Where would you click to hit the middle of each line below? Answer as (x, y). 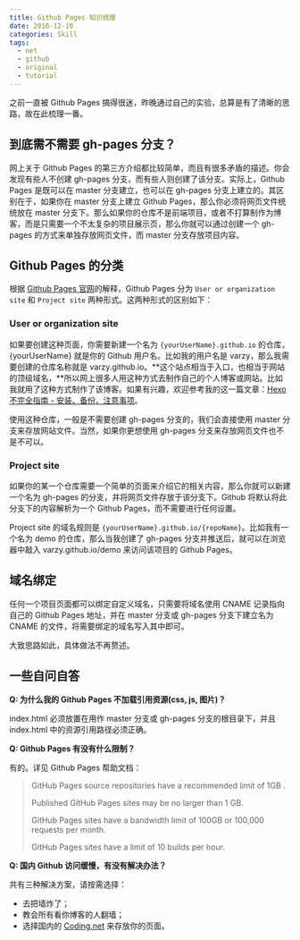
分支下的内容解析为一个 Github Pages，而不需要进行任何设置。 (125, 508)
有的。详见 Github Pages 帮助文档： (75, 767)
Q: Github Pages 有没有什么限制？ (72, 749)
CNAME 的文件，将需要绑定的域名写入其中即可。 (99, 626)
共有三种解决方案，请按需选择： (68, 884)
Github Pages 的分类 (67, 265)
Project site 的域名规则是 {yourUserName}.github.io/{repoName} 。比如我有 (145, 527)
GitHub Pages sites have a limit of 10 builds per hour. (128, 847)
